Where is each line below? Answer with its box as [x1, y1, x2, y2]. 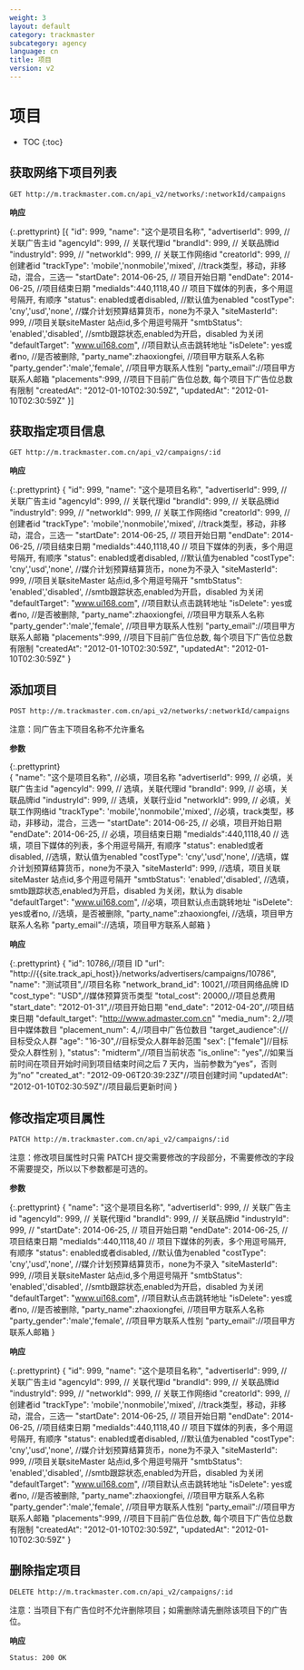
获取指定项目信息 [9, 424, 105, 439]
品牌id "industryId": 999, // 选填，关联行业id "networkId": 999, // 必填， [16, 795, 284, 806]
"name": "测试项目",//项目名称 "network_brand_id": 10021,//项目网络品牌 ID [9, 979, 289, 990]
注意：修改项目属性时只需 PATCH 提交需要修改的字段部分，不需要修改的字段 [9, 1152, 295, 1163]
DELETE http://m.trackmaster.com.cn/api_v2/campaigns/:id [9, 1587, 233, 1596]
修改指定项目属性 [9, 1110, 105, 1125]
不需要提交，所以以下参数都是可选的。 [9, 1164, 152, 1174]
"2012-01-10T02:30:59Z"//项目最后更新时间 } [9, 1081, 178, 1092]
